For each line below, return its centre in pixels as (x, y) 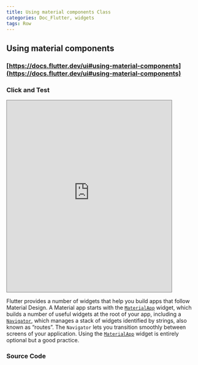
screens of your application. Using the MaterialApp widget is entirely (93, 333)
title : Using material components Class (59, 12)
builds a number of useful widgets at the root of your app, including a (94, 314)
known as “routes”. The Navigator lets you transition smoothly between (96, 327)
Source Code (26, 356)
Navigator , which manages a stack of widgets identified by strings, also (97, 320)
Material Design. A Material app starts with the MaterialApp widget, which (99, 307)
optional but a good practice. (43, 340)
